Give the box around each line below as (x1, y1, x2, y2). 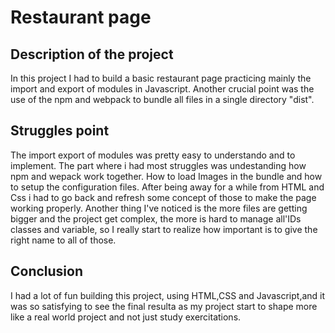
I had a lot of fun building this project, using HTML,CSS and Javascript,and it (10, 289, 326, 301)
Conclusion (10, 263, 84, 280)
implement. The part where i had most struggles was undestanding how (10, 159, 307, 171)
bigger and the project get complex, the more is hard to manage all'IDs (10, 212, 302, 225)
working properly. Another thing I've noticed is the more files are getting (10, 202, 308, 214)
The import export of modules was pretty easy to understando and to (10, 149, 296, 161)
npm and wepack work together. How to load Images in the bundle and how (10, 170, 323, 182)
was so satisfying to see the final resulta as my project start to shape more (10, 300, 318, 312)
